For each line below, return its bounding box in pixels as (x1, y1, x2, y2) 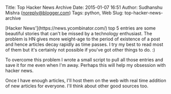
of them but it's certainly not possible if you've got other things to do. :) (5, 47, 156, 53)
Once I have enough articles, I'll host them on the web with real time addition (5, 78, 166, 83)
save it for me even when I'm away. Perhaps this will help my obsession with (5, 62, 166, 68)
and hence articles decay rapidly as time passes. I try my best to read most (5, 41, 163, 48)
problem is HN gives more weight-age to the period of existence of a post (5, 36, 160, 42)
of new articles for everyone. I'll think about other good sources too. (5, 83, 149, 89)
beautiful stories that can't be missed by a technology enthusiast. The (5, 31, 152, 36)
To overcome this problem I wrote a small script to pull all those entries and (5, 57, 163, 63)
